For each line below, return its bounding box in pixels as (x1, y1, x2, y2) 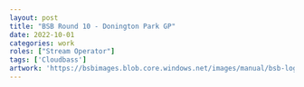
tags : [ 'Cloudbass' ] (9, 55, 88, 64)
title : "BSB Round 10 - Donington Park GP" (9, 22, 176, 31)
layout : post (9, 13, 59, 23)
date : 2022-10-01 (9, 30, 75, 39)
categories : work (9, 38, 75, 48)
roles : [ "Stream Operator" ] (9, 47, 116, 56)
